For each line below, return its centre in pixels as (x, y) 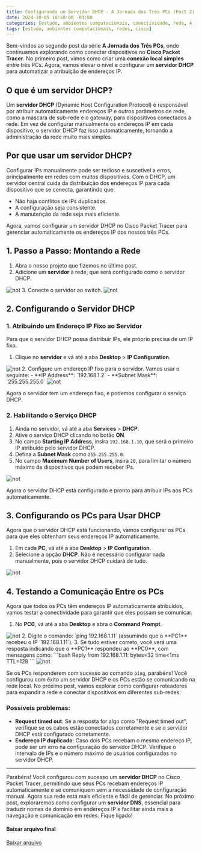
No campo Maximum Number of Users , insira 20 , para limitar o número (103, 460)
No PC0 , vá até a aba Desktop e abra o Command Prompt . (88, 624)
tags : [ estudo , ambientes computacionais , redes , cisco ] (79, 29)
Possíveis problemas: (38, 708)
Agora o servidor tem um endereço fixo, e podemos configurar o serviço (96, 393)
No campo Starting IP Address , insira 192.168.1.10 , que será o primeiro (104, 441)
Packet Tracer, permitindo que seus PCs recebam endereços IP (85, 783)
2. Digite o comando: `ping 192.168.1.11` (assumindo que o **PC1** (105, 636)
